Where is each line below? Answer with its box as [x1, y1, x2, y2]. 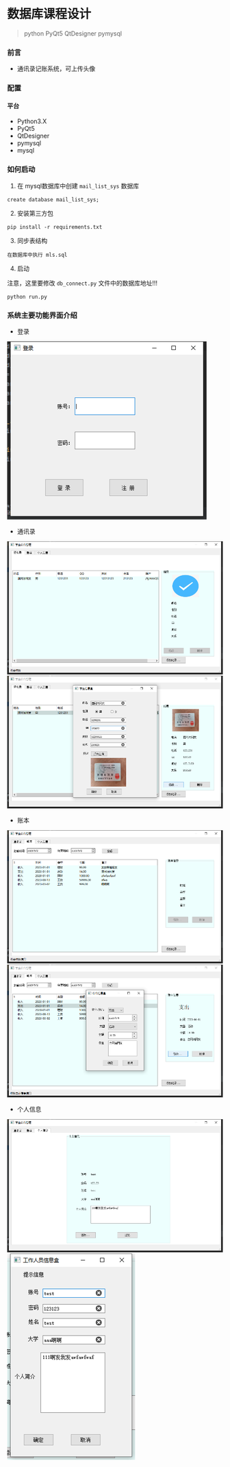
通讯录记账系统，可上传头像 [16, 64, 96, 73]
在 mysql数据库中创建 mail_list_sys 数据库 [16, 181, 139, 190]
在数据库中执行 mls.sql [7, 251, 68, 258]
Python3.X [16, 117, 47, 125]
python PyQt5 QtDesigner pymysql [23, 29, 122, 38]
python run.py [7, 293, 48, 300]
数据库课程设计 [7, 6, 92, 22]
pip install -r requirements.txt [7, 223, 103, 230]
